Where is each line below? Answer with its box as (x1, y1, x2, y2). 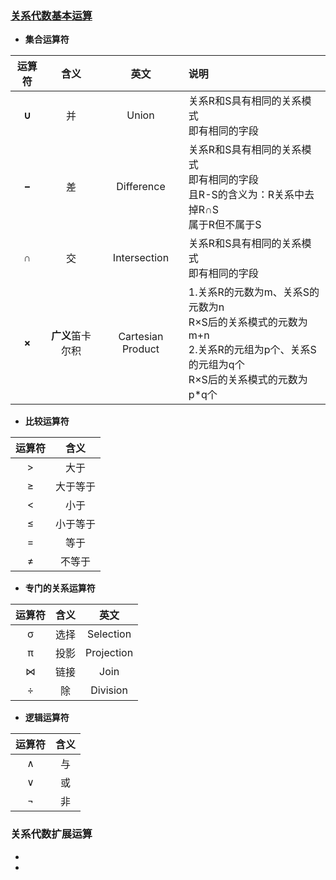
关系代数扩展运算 (10, 827, 93, 841)
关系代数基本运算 (10, 8, 93, 22)
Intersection (112, 251, 170, 265)
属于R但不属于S (188, 218, 262, 232)
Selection (87, 627, 132, 641)
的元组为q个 (188, 358, 245, 372)
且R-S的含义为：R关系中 (188, 188, 305, 202)
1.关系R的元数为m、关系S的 (188, 285, 320, 299)
